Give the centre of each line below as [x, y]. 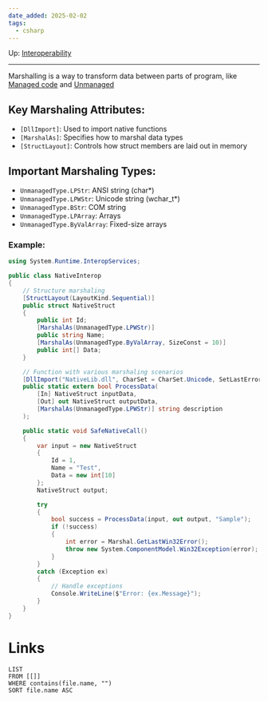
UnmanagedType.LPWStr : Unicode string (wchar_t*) [100, 199]
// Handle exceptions [87, 586]
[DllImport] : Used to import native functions [93, 129]
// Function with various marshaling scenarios [103, 372]
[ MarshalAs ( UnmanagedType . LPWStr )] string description [130, 409]
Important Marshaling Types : [82, 171]
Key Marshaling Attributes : [77, 110]
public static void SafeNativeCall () [85, 431]
